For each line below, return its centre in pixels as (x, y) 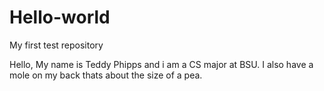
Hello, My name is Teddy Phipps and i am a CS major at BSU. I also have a (161, 64)
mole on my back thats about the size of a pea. (106, 75)
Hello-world (60, 17)
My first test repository (56, 45)
